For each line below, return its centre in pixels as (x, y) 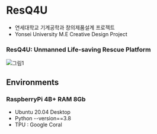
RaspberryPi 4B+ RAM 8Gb (46, 99)
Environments (33, 82)
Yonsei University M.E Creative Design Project (71, 34)
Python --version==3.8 (43, 118)
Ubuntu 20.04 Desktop (43, 112)
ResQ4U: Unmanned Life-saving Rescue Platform (78, 49)
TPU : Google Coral (38, 125)
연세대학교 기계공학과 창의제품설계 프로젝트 (65, 27)
